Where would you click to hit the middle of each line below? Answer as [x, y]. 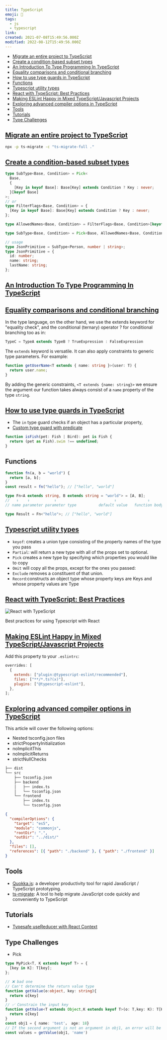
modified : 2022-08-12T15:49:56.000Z [43, 42]
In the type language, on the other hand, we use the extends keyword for [80, 322]
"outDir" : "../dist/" [36, 837]
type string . [18, 395]
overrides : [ [19, 666]
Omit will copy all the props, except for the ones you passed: [74, 568]
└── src [13, 773]
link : [11, 33]
